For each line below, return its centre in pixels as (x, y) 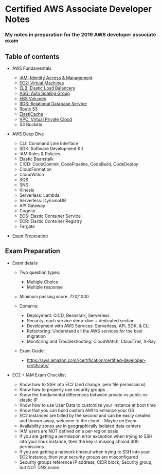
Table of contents (32, 56)
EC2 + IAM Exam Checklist (39, 375)
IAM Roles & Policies (40, 154)
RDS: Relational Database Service (53, 103)
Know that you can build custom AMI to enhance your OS (77, 410)
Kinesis (27, 190)
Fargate (27, 226)
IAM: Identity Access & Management (56, 78)
